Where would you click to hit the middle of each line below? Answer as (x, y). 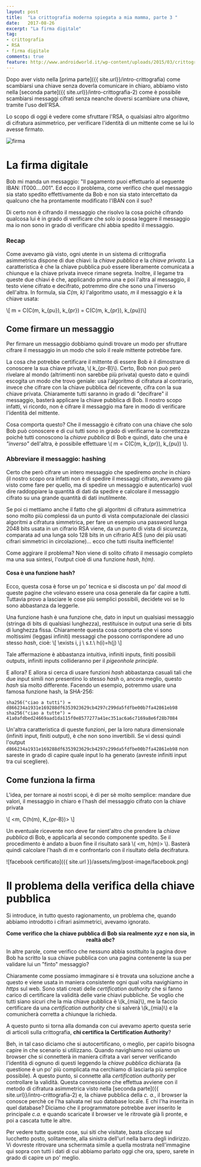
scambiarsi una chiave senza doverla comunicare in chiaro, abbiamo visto (97, 85)
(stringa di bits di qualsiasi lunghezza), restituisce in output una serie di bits (99, 624)
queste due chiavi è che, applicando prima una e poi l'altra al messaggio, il (98, 279)
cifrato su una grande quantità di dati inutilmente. (67, 498)
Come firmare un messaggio (60, 329)
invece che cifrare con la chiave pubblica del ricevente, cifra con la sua (94, 387)
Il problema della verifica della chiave (100, 886)
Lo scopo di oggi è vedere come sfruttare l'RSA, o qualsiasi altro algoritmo (98, 116)
